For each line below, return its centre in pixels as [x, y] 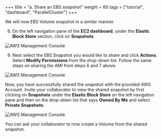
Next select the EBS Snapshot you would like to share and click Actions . [85, 55]
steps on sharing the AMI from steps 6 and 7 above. [64, 66]
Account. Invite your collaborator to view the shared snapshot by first [75, 89]
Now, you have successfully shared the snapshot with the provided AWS [78, 84]
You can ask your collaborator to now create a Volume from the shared [76, 124]
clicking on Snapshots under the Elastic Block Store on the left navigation [80, 95]
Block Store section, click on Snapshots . [53, 36]
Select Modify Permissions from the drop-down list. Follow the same [82, 60]
